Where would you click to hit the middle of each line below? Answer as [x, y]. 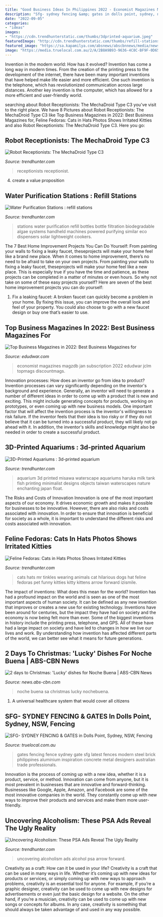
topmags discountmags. [41, 371]
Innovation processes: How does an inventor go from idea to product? [75, 380]
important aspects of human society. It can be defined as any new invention [81, 602]
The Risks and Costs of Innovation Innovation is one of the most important [79, 498]
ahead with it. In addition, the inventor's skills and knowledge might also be [80, 427]
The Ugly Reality [31, 828]
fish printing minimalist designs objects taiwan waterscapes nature [83, 483]
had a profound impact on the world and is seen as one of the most [72, 597]
